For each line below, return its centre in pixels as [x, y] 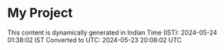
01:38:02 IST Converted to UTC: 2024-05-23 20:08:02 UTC [95, 39]
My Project [40, 13]
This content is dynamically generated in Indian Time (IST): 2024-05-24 [112, 32]
